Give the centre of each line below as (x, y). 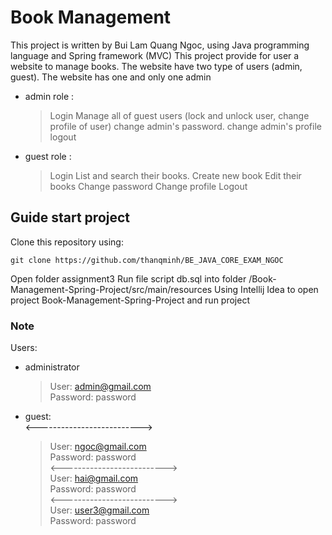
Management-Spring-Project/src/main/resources (111, 289)
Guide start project (70, 217)
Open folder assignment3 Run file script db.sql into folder (128, 278)
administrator (52, 367)
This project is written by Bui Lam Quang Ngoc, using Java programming (160, 45)
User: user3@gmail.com (99, 510)
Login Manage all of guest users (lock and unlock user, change (179, 115)
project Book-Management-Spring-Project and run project (130, 300)
